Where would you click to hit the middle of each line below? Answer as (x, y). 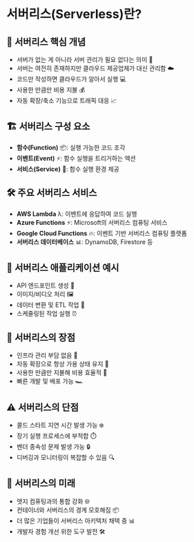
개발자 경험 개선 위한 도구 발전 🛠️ (61, 531)
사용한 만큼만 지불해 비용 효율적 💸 (62, 372)
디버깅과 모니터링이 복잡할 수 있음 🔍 (66, 458)
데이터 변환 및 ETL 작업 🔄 (51, 305)
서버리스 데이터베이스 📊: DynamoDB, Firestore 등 (85, 241)
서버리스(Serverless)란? (74, 14)
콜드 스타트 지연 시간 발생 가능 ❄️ (60, 425)
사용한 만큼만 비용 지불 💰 (51, 90)
